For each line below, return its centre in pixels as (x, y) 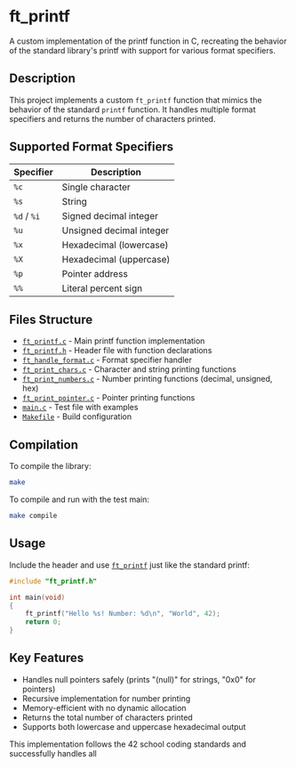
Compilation (44, 445)
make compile (33, 516)
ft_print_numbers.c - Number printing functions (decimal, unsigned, (147, 379)
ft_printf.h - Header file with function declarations (117, 351)
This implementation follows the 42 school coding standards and (128, 744)
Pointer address (95, 273)
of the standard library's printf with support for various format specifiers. (142, 50)
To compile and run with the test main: (79, 499)
